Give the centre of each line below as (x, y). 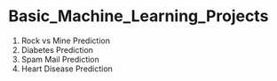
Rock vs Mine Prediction (65, 40)
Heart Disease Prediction (67, 69)
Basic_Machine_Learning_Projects (138, 16)
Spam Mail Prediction (60, 59)
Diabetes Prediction (57, 49)
